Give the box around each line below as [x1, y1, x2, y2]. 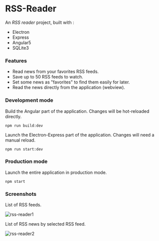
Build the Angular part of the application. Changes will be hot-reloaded [5, 108, 150, 114]
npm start [5, 179, 26, 184]
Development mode [5, 97, 53, 104]
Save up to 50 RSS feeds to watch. [12, 74, 83, 80]
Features [5, 57, 27, 64]
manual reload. [5, 137, 36, 143]
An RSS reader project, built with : [5, 19, 74, 25]
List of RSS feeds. [5, 202, 42, 208]
